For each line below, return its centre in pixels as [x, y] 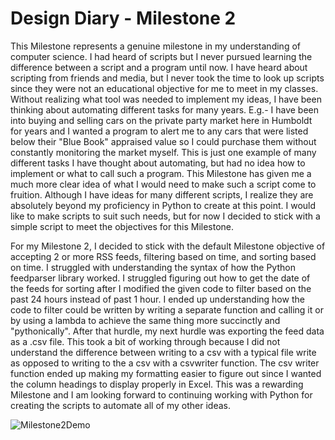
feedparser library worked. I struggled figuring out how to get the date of [160, 278]
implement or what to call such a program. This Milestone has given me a [161, 173]
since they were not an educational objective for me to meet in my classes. [164, 88]
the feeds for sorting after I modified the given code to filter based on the [161, 288]
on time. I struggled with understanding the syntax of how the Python [153, 267]
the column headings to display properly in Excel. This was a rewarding [157, 384]
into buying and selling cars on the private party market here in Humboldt [161, 120]
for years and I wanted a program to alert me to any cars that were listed [159, 131]
